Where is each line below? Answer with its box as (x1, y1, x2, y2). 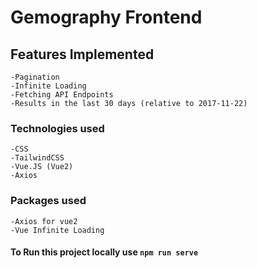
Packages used (10, 194, 87, 208)
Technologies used (10, 121, 105, 135)
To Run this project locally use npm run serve (10, 246, 199, 258)
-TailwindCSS (10, 153, 65, 163)
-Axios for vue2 (10, 216, 78, 226)
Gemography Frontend (10, 6, 203, 29)
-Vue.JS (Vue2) (10, 162, 74, 172)
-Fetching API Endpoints (10, 90, 114, 100)
